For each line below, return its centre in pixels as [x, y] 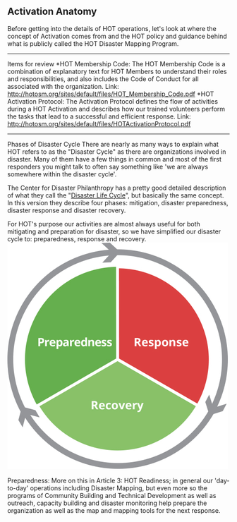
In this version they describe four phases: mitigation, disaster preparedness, [118, 202]
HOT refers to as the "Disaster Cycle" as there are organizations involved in [117, 152]
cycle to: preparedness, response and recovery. [77, 238]
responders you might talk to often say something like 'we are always [108, 166]
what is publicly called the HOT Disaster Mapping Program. [93, 43]
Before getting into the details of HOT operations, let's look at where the [112, 28]
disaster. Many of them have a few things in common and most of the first [115, 159]
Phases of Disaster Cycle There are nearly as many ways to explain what [113, 144]
